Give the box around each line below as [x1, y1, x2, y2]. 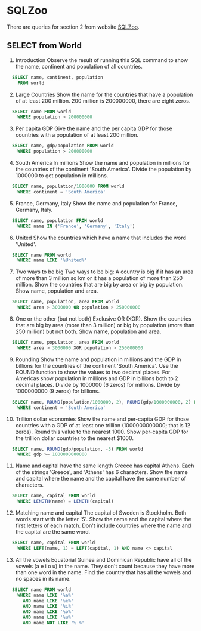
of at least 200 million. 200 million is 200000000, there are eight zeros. [15, 97, 191, 104]
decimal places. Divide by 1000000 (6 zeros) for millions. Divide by [15, 381, 180, 388]
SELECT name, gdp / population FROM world [12, 143, 114, 149]
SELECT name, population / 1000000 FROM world [12, 183, 125, 189]
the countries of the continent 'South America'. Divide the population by [15, 165, 192, 173]
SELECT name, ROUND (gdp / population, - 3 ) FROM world [12, 446, 144, 452]
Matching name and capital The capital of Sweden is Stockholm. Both [15, 509, 187, 516]
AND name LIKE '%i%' [22, 604, 74, 610]
